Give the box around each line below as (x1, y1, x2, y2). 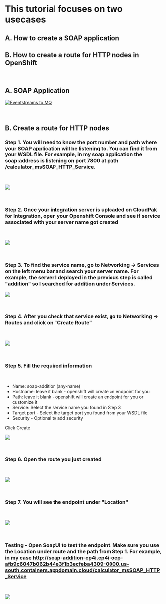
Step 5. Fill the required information (5, 362, 92, 369)
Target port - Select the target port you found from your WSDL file (12, 410, 148, 416)
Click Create (5, 425, 31, 431)
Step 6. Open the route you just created (5, 456, 102, 463)
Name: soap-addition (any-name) (12, 383, 81, 389)
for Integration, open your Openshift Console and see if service (5, 212, 160, 219)
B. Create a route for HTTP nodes (5, 124, 109, 132)
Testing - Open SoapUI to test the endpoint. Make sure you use (5, 542, 160, 549)
